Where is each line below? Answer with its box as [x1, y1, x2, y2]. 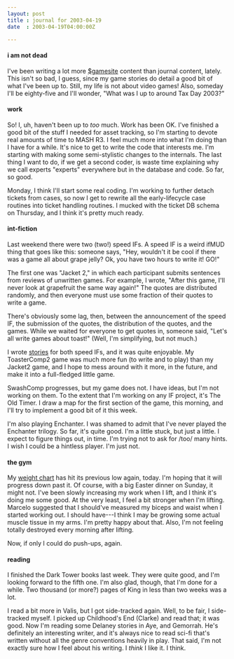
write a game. [7, 298, 47, 307]
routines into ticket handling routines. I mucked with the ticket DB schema [7, 201, 219, 209]
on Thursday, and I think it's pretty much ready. [7, 208, 144, 217]
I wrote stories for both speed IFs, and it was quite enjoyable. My [7, 347, 195, 356]
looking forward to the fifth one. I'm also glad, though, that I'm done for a [7, 578, 217, 587]
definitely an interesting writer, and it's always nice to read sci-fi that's [7, 629, 210, 637]
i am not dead [7, 50, 48, 60]
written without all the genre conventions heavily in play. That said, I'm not [7, 637, 222, 645]
